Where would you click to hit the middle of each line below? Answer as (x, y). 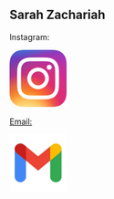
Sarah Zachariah (57, 15)
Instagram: (30, 37)
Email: (21, 121)
